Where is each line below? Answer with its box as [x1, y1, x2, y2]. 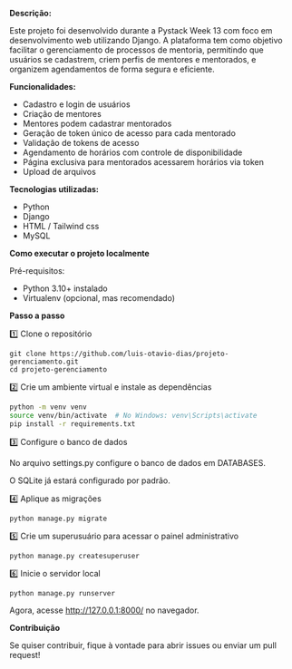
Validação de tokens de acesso [22, 138, 140, 148]
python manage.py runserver [9, 588, 116, 597]
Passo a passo [9, 310, 65, 321]
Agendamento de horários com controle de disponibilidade [22, 147, 243, 158]
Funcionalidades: [9, 82, 76, 92]
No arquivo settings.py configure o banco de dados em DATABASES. [9, 457, 266, 468]
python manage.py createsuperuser [9, 551, 141, 560]
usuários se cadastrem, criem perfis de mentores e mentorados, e [9, 54, 257, 64]
